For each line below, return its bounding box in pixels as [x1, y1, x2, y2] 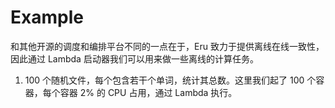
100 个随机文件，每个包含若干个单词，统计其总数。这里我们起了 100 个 [24, 74, 317, 86]
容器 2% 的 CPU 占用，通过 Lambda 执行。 [59, 86, 238, 98]
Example [10, 6, 84, 29]
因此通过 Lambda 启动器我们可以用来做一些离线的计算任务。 [10, 52, 259, 65]
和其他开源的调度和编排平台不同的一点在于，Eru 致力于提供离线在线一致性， [10, 40, 325, 52]
